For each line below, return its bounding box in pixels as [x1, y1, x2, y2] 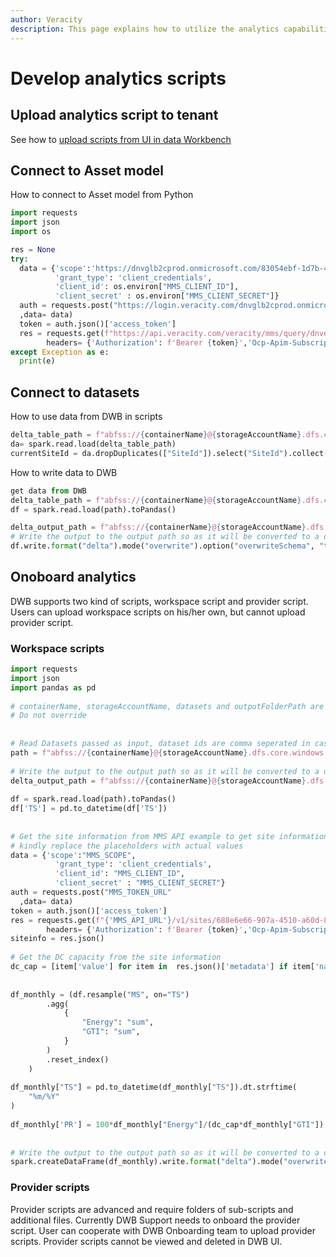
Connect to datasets [10, 384, 140, 401]
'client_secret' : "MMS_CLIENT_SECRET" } [54, 878, 226, 888]
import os [10, 227, 52, 237]
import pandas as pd [10, 682, 97, 693]
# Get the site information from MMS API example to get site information [10, 831, 329, 841]
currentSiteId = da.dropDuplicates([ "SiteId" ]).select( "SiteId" [10, 448, 284, 458]
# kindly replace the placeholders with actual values [10, 841, 244, 851]
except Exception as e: [10, 347, 110, 357]
